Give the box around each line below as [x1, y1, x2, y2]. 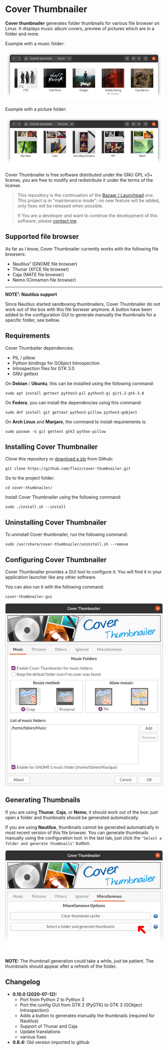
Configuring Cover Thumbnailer [5, 555, 107, 564]
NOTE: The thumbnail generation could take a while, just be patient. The [5, 958, 154, 964]
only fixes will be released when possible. [17, 202, 103, 209]
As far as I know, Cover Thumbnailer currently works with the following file [5, 246, 159, 252]
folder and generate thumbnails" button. [5, 840, 91, 846]
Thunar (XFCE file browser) [12, 266, 69, 272]
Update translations [19, 1028, 61, 1034]
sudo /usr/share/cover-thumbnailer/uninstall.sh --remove [5, 542, 128, 547]
